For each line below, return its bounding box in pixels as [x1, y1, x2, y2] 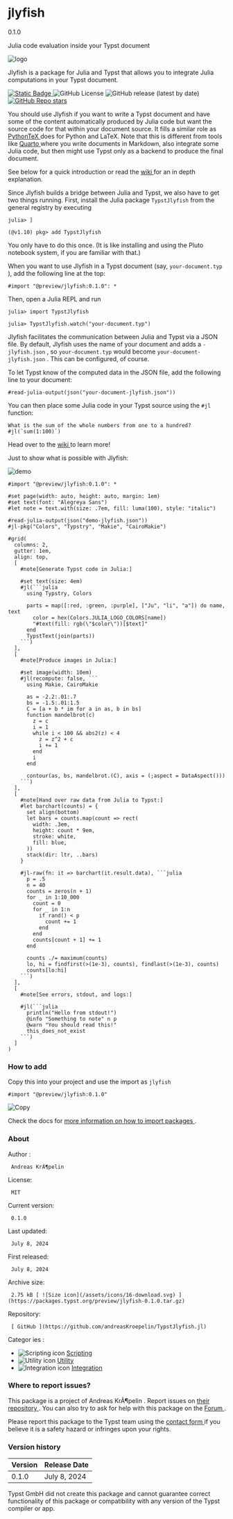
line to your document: [8, 375, 72, 383]
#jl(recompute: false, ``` [20, 675, 98, 682]
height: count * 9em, [33, 827, 96, 834]
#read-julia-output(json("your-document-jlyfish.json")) [8, 389, 176, 396]
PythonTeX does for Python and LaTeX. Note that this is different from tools [8, 132, 223, 140]
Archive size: [8, 1278, 45, 1286]
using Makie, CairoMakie [26, 681, 98, 688]
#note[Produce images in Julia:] [20, 656, 117, 664]
